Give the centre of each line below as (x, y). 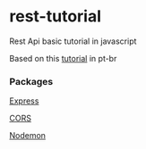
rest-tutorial (55, 17)
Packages (31, 81)
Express (24, 101)
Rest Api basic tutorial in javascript (73, 41)
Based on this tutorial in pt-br (63, 58)
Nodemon (28, 136)
